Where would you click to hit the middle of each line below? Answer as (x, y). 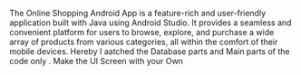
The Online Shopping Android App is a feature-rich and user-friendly (138, 13)
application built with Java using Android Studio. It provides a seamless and (150, 23)
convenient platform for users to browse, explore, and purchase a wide (142, 32)
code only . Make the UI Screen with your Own (97, 61)
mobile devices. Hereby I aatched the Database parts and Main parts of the (150, 52)
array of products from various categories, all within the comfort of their (144, 42)
